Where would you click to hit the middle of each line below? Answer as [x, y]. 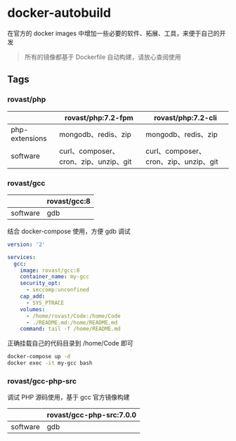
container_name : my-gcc [55, 277]
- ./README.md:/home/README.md [72, 322]
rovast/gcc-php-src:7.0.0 [92, 415]
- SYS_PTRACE [45, 303]
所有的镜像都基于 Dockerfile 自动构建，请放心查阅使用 [103, 57]
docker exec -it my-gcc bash [50, 363]
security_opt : [40, 283]
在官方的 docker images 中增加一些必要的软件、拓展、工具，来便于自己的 [113, 33]
